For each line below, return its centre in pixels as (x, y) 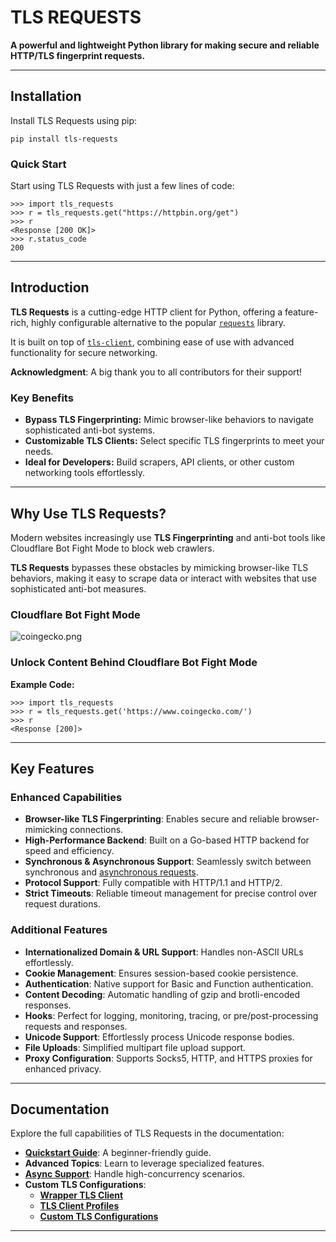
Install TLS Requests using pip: (74, 120)
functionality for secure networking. (84, 352)
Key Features (52, 768)
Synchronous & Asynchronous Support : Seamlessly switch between (168, 862)
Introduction (50, 287)
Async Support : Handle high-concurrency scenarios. (135, 1174)
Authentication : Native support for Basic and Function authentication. (169, 983)
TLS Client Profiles (79, 1206)
